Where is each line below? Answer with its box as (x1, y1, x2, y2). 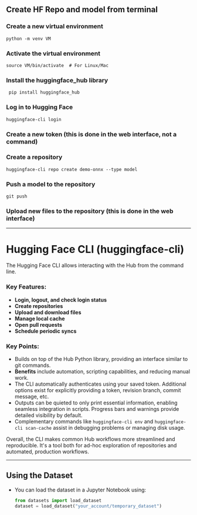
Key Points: (6, 342, 39, 350)
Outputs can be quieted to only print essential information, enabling (14, 399, 178, 406)
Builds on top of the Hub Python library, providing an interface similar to (14, 355, 188, 362)
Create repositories (14, 302, 63, 309)
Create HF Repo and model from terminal (6, 5, 158, 15)
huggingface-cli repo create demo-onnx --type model (6, 166, 138, 172)
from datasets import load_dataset (14, 497, 102, 503)
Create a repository (6, 153, 63, 161)
